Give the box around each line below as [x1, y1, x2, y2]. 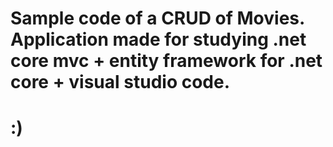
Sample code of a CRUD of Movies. [10, 7, 305, 30]
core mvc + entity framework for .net [10, 50, 323, 72]
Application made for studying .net [10, 28, 307, 51]
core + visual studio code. [10, 71, 231, 94]
